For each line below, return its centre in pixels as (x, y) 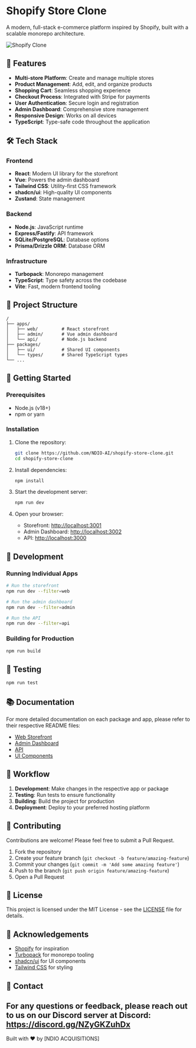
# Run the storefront (33, 586)
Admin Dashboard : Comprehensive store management (81, 109)
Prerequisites (26, 395)
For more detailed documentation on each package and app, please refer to (98, 719)
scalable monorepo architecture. (46, 33)
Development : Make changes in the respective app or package (92, 788)
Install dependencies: (41, 470)
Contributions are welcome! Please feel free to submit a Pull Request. (90, 840)
